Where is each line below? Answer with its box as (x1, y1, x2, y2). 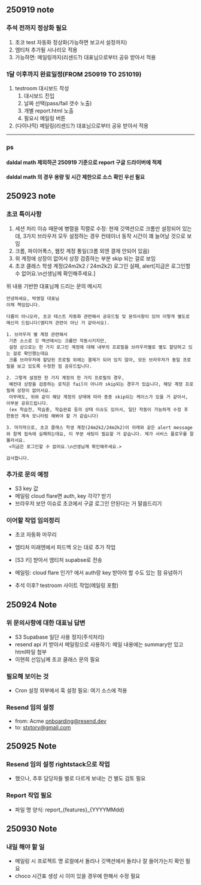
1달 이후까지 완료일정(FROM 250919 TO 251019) (6, 70, 142, 78)
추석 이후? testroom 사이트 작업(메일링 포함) (14, 582, 118, 589)
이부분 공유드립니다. (6, 400, 49, 406)
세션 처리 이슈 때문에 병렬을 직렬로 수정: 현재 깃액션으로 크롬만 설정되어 (14, 224, 181, 232)
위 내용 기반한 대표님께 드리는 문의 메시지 (6, 282, 102, 290)
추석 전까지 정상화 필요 (6, 24, 68, 32)
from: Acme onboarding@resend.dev (14, 717, 106, 725)
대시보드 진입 (23, 92, 55, 99)
